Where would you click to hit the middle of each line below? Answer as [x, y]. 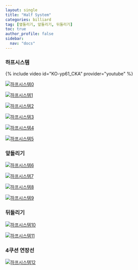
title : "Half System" [28, 15]
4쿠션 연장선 [20, 250]
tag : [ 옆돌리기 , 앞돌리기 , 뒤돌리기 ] [39, 24]
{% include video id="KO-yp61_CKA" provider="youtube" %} [69, 74]
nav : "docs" [23, 44]
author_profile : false [29, 34]
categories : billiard [28, 19]
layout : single [21, 10]
